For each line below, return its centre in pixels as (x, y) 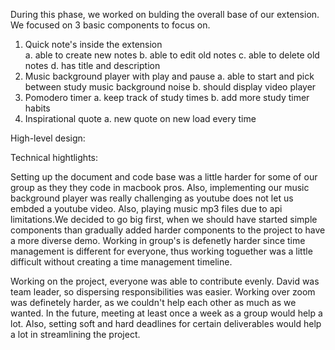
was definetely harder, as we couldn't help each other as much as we (153, 302)
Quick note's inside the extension (93, 44)
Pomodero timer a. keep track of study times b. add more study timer (167, 97)
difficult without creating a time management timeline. (121, 262)
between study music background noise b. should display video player (170, 87)
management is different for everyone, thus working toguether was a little (161, 251)
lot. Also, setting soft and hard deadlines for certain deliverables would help (166, 323)
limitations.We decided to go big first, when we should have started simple (164, 219)
